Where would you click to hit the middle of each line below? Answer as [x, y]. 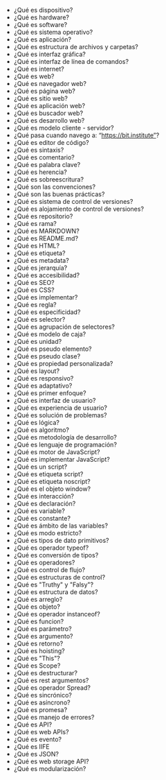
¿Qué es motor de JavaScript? [57, 452]
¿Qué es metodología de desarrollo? [65, 437]
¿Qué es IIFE [31, 747]
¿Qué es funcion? [39, 621]
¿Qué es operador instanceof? [57, 614]
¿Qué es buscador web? [48, 113]
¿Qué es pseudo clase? [47, 356]
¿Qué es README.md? [46, 238]
